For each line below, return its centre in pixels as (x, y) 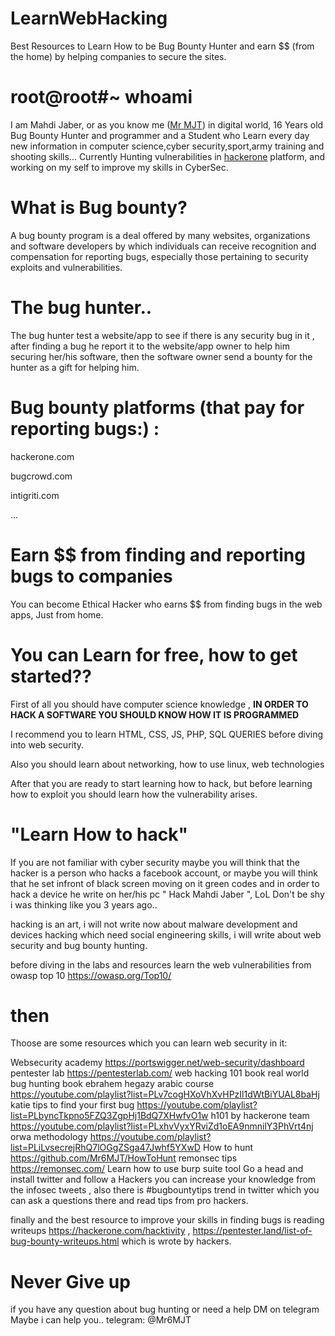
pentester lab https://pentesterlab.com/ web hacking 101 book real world (160, 1073)
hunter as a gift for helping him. (75, 367)
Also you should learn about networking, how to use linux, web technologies (167, 764)
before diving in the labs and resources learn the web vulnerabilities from (161, 964)
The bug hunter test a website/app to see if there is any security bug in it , (162, 335)
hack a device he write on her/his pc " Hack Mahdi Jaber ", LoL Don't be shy (167, 894)
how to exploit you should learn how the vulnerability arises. (134, 794)
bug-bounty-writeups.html (65, 1241)
